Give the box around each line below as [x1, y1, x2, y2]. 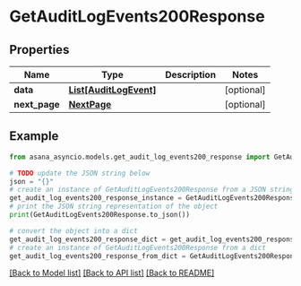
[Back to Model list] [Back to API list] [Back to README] [9, 267, 215, 279]
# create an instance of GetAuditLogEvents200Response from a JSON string [9, 186, 295, 195]
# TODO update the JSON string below [9, 169, 150, 178]
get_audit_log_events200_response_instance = [9, 194, 182, 203]
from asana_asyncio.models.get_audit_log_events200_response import [9, 152, 271, 161]
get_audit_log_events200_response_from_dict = [9, 251, 186, 261]
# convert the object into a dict [9, 226, 139, 235]
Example [9, 128, 59, 144]
